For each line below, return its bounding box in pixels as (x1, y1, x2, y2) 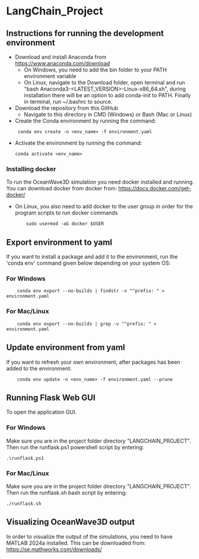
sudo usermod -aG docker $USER (26, 221, 104, 227)
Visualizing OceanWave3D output (6, 517, 135, 527)
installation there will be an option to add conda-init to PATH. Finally (23, 92, 191, 98)
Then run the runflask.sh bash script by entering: (6, 489, 127, 496)
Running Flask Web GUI (6, 392, 96, 403)
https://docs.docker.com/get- (118, 185, 192, 192)
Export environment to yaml (6, 237, 113, 247)
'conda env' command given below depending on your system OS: (6, 259, 171, 267)
